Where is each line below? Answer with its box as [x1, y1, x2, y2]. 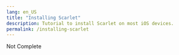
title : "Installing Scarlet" [6, 15, 81, 21]
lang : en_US [6, 9, 37, 15]
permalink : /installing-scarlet [6, 26, 89, 32]
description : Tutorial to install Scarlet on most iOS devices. [6, 20, 174, 26]
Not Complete [6, 43, 42, 50]
